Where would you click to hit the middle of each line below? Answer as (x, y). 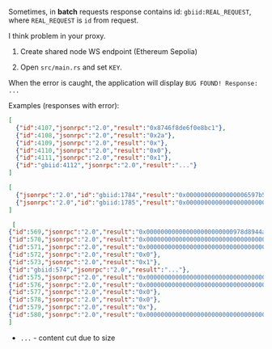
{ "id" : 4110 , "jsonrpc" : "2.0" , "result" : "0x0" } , (94, 150)
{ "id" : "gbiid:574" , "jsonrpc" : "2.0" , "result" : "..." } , (99, 270)
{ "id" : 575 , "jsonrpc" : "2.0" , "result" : (72, 277)
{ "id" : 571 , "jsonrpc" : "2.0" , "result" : (72, 247)
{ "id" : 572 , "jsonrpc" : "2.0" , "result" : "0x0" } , (85, 254)
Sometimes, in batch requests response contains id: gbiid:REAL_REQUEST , (130, 12)
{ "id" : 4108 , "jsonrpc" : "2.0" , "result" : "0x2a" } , (96, 135)
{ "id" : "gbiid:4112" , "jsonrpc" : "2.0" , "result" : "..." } (106, 166)
